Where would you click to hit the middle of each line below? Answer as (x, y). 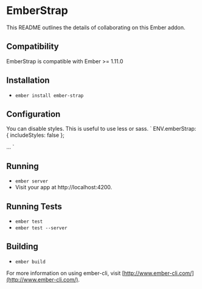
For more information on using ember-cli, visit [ (65, 273)
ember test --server (41, 228)
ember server (32, 181)
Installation (28, 81)
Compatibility (33, 47)
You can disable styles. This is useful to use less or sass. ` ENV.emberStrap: (101, 129)
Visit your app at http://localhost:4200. (64, 187)
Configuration (33, 114)
